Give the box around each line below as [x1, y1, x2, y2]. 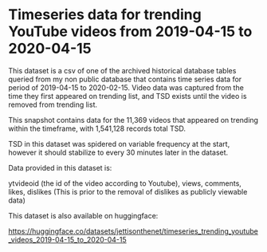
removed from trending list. [8, 100, 98, 109]
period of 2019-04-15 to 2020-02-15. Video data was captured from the [8, 82, 245, 93]
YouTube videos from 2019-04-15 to [8, 22, 253, 41]
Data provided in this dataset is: [8, 163, 112, 172]
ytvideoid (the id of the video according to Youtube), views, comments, [8, 178, 241, 188]
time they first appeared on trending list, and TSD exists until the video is [8, 91, 247, 100]
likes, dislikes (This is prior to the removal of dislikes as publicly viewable [8, 187, 248, 196]
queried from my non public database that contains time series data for [8, 74, 242, 84]
